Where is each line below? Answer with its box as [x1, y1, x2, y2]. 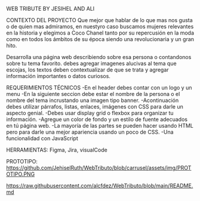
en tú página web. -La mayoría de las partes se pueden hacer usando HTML [6, 122, 194, 129]
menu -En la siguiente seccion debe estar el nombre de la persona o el [6, 91, 180, 97]
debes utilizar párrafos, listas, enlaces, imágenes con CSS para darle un [6, 103, 183, 110]
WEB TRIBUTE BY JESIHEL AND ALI [6, 5, 95, 12]
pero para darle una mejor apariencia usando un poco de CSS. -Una [6, 128, 174, 135]
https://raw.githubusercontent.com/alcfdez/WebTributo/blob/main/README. [6, 182, 193, 189]
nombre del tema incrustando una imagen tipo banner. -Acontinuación [6, 97, 179, 104]
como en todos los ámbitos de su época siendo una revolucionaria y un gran [6, 36, 195, 42]
